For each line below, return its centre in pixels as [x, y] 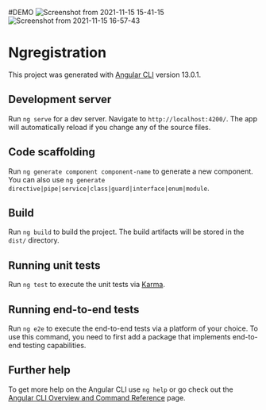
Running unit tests [54, 265]
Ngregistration [58, 53]
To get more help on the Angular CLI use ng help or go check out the [121, 389]
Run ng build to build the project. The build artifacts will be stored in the [126, 232]
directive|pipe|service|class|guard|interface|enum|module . [109, 188]
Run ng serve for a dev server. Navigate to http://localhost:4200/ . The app [133, 118]
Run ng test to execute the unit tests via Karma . [87, 285]
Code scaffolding [52, 152]
